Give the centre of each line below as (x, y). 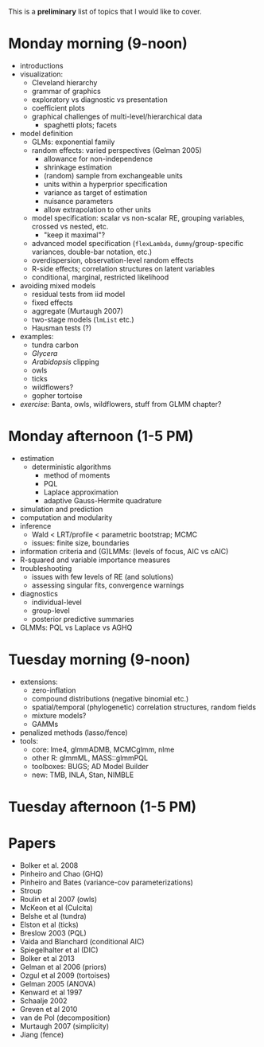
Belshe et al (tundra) (53, 916)
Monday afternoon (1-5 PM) (101, 436)
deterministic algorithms (71, 467)
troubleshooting (46, 568)
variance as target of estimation (95, 192)
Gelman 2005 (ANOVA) (58, 983)
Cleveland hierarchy (64, 82)
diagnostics (39, 593)
